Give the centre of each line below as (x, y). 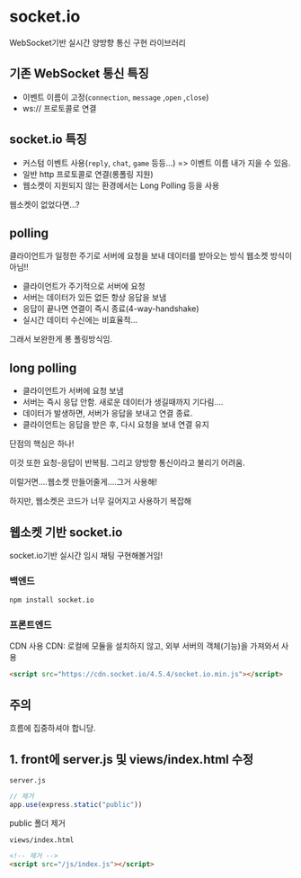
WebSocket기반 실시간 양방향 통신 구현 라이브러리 (97, 42)
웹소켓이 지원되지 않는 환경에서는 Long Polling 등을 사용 (121, 185)
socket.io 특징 (49, 140)
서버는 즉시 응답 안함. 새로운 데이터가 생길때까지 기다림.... (123, 402)
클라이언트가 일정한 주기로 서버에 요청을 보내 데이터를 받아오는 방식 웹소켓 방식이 (151, 256)
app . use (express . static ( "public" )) (76, 804)
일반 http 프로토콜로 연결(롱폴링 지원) (88, 174)
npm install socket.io (52, 600)
